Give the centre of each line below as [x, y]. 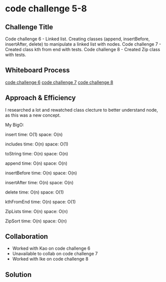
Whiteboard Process [38, 70]
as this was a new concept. [33, 115]
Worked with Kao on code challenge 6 [51, 248]
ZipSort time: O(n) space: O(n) [36, 221]
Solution [18, 274]
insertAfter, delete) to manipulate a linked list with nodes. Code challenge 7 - [83, 44]
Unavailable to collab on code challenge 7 [55, 254]
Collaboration [27, 237]
